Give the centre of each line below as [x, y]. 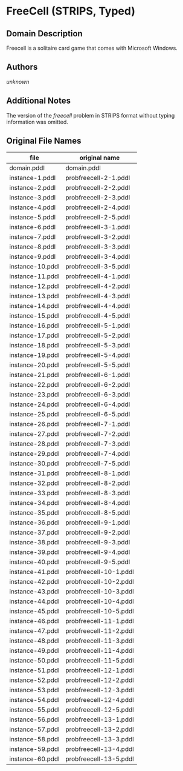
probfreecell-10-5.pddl [100, 612]
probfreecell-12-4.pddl [100, 700]
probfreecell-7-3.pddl [98, 444]
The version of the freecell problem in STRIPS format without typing [91, 115]
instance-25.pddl [34, 415]
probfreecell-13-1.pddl [100, 719]
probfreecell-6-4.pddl [98, 404]
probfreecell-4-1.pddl [98, 276]
